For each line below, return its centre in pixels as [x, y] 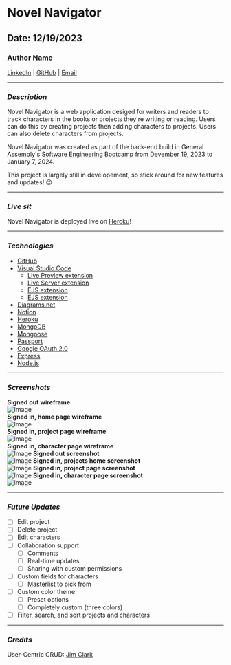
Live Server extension [58, 283]
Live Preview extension [60, 275]
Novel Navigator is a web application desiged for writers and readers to [108, 112]
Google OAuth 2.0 [43, 348]
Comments [43, 553]
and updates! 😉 [30, 182]
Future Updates [34, 507]
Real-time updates [53, 560]
